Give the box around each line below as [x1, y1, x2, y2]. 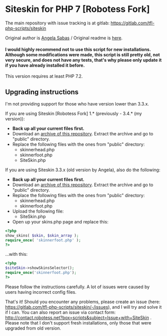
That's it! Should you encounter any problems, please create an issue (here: [5, 299, 161, 305]
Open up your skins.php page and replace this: [12, 219, 108, 224]
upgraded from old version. [5, 325, 61, 331]
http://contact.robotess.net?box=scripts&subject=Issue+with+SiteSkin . [5, 315, 152, 321]
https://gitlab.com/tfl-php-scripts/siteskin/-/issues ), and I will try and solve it [5, 304, 162, 310]
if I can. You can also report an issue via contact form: [5, 309, 116, 315]
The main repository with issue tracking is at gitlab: [5, 20, 110, 26]
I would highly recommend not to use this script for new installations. [5, 46, 151, 52]
